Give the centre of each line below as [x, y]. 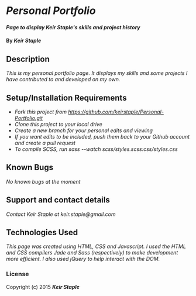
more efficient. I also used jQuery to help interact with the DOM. [83, 259]
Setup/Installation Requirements [66, 98]
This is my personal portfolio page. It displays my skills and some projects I [97, 73]
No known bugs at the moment [43, 181]
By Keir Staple [24, 41]
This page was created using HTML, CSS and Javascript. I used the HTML [96, 246]
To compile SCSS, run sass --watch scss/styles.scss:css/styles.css [96, 149]
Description [28, 59]
